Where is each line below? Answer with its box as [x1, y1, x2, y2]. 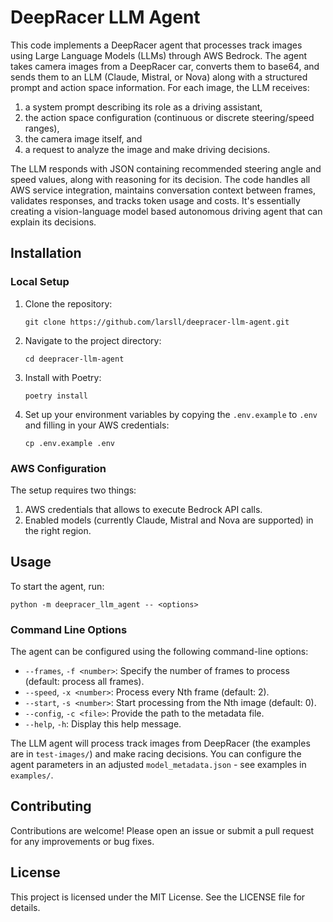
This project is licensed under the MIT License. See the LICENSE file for [10, 891, 306, 903]
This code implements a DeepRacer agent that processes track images [10, 39, 303, 51]
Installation [10, 245, 82, 262]
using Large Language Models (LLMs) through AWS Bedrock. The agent [10, 49, 308, 61]
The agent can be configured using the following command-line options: [10, 646, 309, 658]
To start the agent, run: [10, 580, 105, 592]
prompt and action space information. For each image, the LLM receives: [10, 81, 310, 93]
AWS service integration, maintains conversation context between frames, [10, 184, 316, 196]
